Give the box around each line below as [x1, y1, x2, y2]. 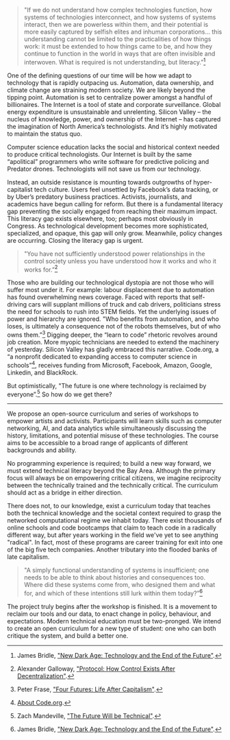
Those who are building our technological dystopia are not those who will [7, 278, 214, 287]
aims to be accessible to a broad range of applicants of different [7, 439, 188, 447]
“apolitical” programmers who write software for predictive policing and [7, 157, 209, 165]
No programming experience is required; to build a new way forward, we [7, 459, 212, 468]
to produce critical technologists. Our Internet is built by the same [7, 150, 192, 158]
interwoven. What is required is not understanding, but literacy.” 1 [23, 57, 206, 66]
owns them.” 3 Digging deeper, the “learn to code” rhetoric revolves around [7, 329, 218, 339]
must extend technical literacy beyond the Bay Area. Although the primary [7, 466, 216, 475]
